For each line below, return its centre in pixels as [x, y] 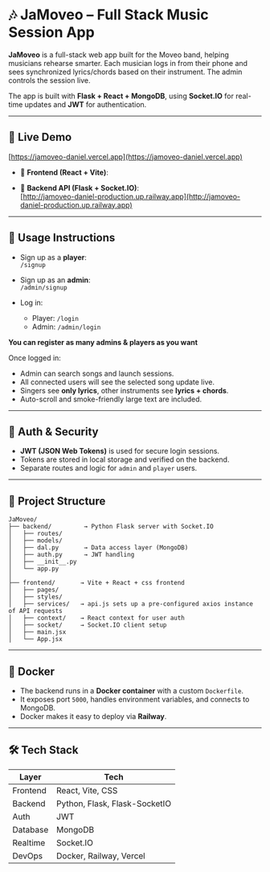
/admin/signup [43, 287]
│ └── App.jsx [35, 640]
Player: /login [55, 318]
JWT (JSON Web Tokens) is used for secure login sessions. [119, 451]
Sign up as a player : [53, 257]
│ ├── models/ [35, 541]
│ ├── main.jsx [37, 632]
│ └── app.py [34, 569]
